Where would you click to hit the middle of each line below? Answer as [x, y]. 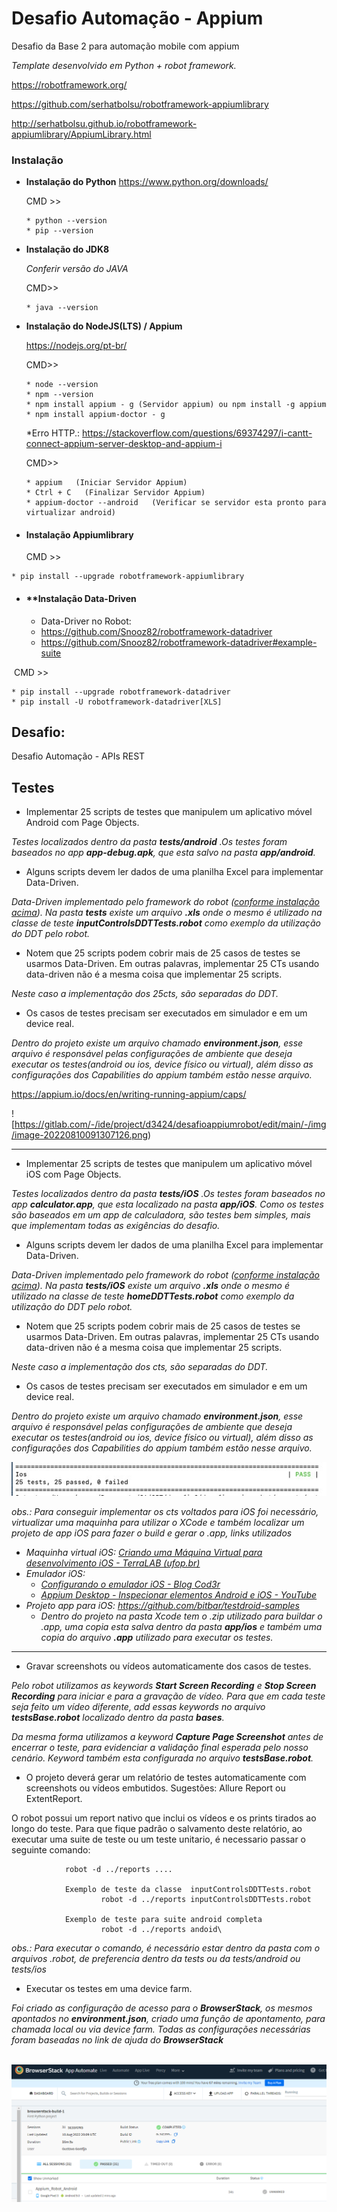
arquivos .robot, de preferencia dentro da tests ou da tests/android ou [156, 1959]
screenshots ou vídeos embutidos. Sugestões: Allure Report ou [155, 1788]
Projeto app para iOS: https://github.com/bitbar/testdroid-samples [162, 1606]
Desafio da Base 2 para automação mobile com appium [125, 46]
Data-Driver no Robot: [86, 621]
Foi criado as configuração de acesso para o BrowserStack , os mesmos [162, 2008]
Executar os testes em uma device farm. [109, 1989]
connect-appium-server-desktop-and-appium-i [124, 444]
